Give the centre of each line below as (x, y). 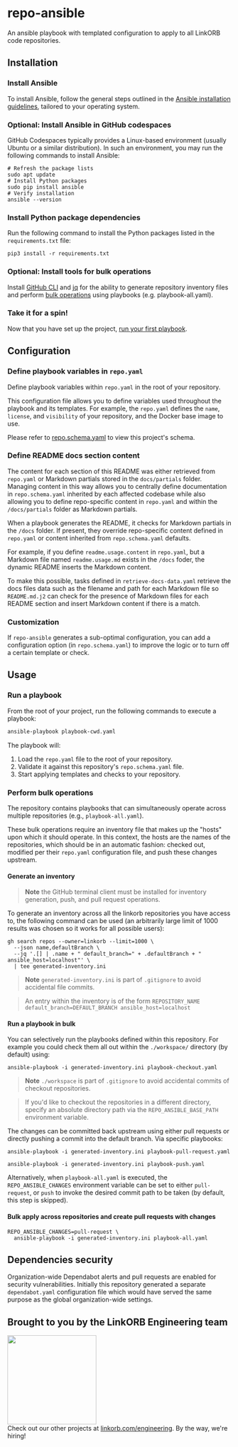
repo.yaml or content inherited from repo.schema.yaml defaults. (99, 538)
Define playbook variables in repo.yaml (75, 371)
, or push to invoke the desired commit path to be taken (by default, (127, 1193)
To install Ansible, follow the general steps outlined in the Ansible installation (119, 98)
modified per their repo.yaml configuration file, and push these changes (112, 852)
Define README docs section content (74, 455)
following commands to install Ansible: (64, 155)
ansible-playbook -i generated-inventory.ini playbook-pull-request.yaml (119, 1152)
